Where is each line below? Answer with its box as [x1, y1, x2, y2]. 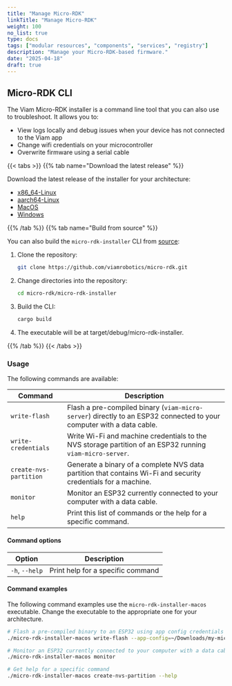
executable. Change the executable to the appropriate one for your [7, 607, 197, 615]
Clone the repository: [17, 250, 78, 259]
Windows [17, 210, 44, 219]
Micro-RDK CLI [7, 87, 72, 99]
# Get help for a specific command [7, 666, 110, 673]
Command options [7, 536, 61, 544]
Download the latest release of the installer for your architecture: [7, 175, 191, 183]
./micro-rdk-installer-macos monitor [7, 653, 116, 660]
